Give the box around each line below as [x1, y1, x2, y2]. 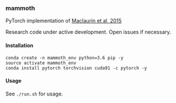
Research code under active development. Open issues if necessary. [5, 29, 171, 35]
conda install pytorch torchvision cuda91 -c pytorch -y [5, 65, 147, 71]
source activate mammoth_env [5, 60, 77, 66]
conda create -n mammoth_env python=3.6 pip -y [5, 55, 124, 61]
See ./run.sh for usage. [5, 90, 64, 97]
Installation [5, 42, 33, 49]
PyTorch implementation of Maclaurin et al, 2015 [5, 17, 122, 24]
